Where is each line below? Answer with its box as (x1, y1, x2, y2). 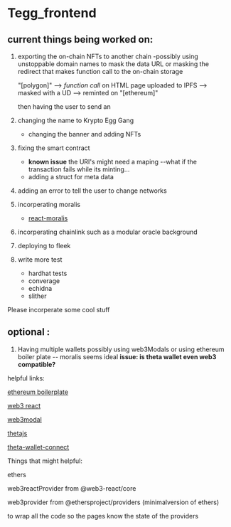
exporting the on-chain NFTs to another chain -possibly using (17, 52, 199, 60)
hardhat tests (28, 269, 68, 277)
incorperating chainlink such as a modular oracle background (17, 228, 198, 236)
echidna (28, 284, 53, 292)
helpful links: (7, 373, 45, 382)
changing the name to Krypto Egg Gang (17, 116, 134, 124)
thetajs (7, 429, 28, 437)
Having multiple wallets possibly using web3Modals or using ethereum (17, 345, 225, 353)
